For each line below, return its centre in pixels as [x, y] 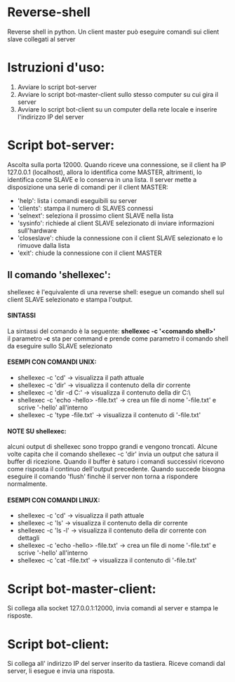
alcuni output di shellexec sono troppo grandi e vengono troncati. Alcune [112, 447]
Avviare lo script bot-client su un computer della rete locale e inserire [117, 109]
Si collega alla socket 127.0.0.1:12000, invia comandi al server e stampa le [113, 608]
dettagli [28, 538]
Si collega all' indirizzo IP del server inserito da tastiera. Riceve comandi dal [116, 664]
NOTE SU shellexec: [37, 431]
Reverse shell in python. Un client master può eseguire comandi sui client [113, 32]
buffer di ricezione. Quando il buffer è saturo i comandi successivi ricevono [116, 461]
